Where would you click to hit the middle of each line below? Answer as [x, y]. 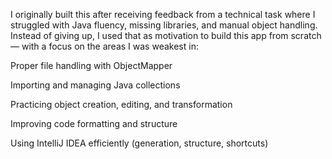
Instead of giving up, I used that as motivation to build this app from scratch [166, 35]
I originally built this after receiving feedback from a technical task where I [163, 14]
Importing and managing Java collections [95, 85]
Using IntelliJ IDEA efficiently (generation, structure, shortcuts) [139, 143]
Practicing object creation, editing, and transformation [121, 104]
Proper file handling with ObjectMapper [91, 65]
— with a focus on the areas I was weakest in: [104, 46]
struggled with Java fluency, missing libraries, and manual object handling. [164, 25]
